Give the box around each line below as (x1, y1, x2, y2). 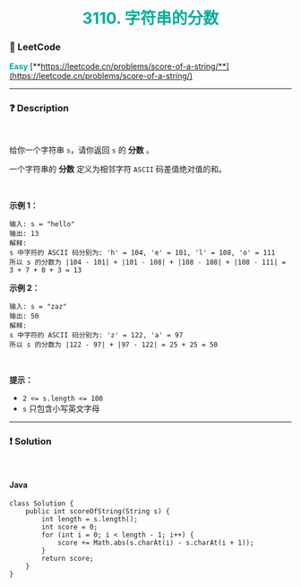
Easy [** (9, 61, 41, 72)
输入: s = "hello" (9, 219, 75, 229)
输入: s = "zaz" (9, 302, 67, 311)
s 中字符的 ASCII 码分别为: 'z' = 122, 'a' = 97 (9, 330, 184, 339)
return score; (41, 554, 94, 564)
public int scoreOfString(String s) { (25, 507, 170, 516)
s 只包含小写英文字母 (21, 403, 100, 414)
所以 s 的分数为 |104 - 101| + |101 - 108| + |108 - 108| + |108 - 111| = (9, 258, 287, 267)
